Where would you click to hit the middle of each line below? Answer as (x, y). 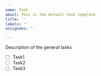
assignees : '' (20, 29)
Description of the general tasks (39, 47)
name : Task (17, 10)
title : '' (16, 19)
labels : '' (17, 24)
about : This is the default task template (50, 15)
